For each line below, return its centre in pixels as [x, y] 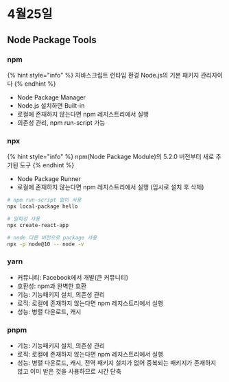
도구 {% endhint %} [47, 165]
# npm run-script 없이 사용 [44, 200]
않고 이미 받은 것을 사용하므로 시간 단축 [69, 372]
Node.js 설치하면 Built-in [51, 105]
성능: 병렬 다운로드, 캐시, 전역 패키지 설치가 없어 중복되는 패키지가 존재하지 [117, 363]
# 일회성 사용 [24, 219]
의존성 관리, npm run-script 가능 [61, 122]
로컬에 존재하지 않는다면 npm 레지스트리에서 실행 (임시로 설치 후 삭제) [110, 187]
